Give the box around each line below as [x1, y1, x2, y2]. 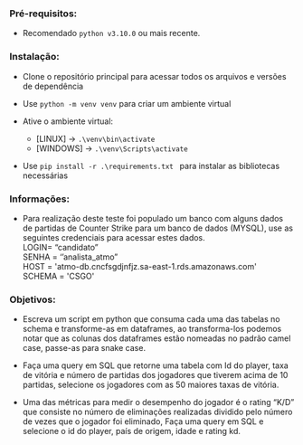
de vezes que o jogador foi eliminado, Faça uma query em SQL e [22, 416, 264, 427]
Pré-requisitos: [9, 7, 78, 20]
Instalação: [9, 51, 61, 63]
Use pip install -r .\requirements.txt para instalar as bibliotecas [22, 160, 280, 171]
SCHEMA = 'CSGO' [22, 270, 95, 281]
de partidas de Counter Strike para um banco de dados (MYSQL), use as [22, 222, 294, 233]
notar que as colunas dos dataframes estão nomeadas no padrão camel [22, 333, 291, 344]
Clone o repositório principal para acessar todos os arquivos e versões [22, 71, 287, 81]
